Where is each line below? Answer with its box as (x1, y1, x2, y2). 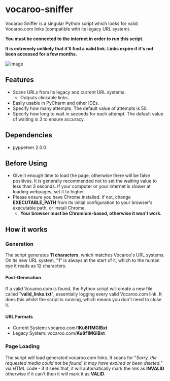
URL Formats (5, 313, 33, 319)
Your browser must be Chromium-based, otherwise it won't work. (20, 210, 162, 217)
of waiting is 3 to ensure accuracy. (12, 116, 85, 122)
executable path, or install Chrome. (12, 205, 86, 211)
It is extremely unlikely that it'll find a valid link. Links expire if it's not (5, 45, 154, 51)
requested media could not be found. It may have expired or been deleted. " (5, 360, 163, 366)
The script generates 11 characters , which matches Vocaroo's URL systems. (5, 252, 165, 258)
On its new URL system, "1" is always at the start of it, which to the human (5, 257, 160, 263)
